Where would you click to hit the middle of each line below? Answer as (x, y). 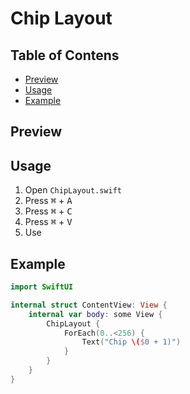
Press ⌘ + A (48, 201)
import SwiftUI (42, 287)
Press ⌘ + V (48, 222)
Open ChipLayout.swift (73, 190)
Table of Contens (65, 55)
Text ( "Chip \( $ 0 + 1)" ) (131, 342)
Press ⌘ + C (48, 211)
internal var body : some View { (95, 314)
